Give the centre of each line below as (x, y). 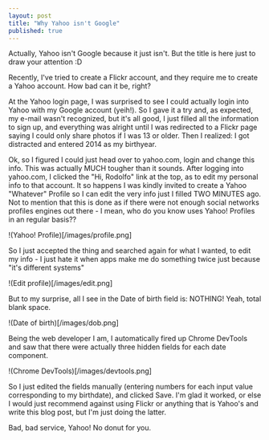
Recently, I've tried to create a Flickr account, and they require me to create (133, 78)
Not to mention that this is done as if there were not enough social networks (134, 202)
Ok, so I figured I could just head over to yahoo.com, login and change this (132, 160)
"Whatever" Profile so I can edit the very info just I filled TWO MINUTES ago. (135, 194)
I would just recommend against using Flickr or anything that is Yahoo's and (133, 404)
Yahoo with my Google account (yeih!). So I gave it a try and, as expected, (130, 110)
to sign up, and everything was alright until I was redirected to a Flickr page (133, 127)
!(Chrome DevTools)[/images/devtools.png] (80, 371)
